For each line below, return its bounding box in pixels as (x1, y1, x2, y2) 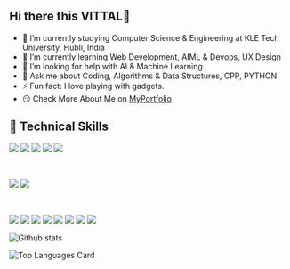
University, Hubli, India (21, 42, 105, 53)
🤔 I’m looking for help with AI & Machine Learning (21, 61, 203, 71)
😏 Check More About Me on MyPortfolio (21, 93, 172, 103)
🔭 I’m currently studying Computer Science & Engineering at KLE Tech (21, 32, 279, 43)
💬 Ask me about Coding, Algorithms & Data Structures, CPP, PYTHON (21, 70, 278, 81)
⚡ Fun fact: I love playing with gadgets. (21, 80, 165, 91)
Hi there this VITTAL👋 (9, 9, 131, 24)
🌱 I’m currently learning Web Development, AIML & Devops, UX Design (21, 51, 282, 62)
